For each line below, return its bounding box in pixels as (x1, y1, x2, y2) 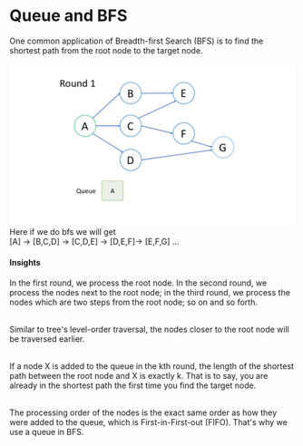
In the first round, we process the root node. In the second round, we (9, 277, 268, 288)
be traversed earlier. (9, 333, 85, 344)
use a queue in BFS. (9, 426, 84, 437)
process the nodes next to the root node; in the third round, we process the (9, 286, 290, 297)
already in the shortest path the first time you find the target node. (9, 380, 257, 391)
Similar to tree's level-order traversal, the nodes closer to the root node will (9, 324, 290, 334)
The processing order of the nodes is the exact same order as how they (9, 407, 278, 418)
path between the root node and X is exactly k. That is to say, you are (9, 370, 269, 381)
